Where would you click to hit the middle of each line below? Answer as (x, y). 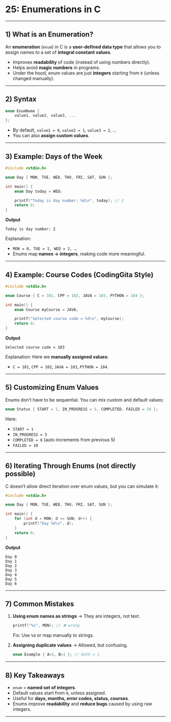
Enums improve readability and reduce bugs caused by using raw (82, 704)
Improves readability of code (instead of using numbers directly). (81, 62)
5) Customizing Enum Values (52, 388)
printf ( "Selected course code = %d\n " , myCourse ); (69, 319)
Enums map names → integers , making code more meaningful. (79, 254)
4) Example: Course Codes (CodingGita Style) (79, 275)
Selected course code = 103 (35, 347)
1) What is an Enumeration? (49, 34)
